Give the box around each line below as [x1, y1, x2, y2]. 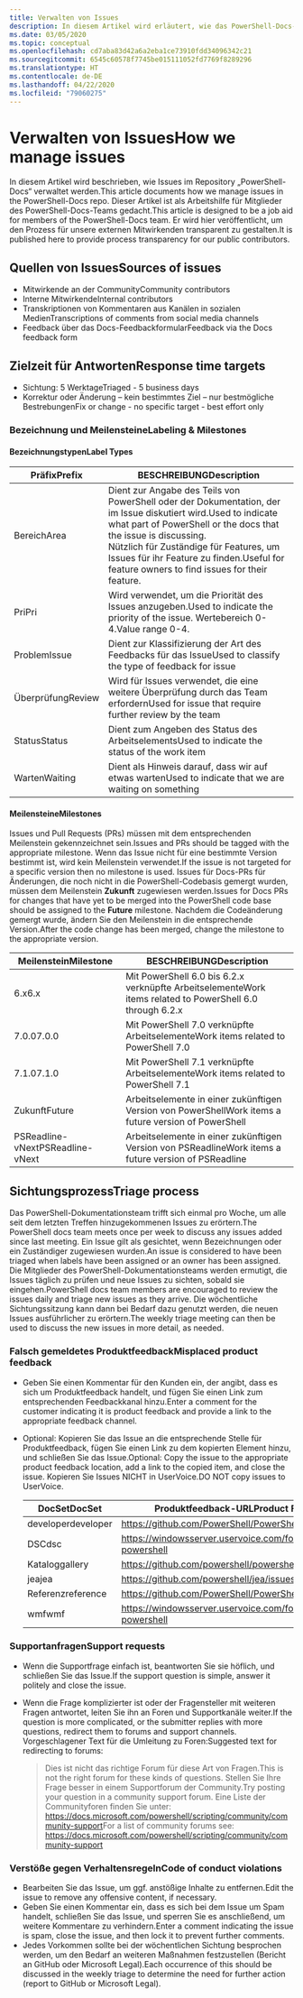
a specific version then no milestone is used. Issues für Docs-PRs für [9, 867, 266, 878]
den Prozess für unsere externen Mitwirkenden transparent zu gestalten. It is [9, 225, 293, 235]
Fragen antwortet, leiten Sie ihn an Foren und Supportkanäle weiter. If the [22, 1707, 293, 1717]
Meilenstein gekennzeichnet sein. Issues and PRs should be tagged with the [9, 838, 290, 849]
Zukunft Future [14, 1104, 74, 1117]
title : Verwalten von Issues [9, 13, 119, 23]
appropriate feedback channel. [22, 1415, 138, 1426]
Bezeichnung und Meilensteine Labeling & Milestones [9, 423, 247, 436]
